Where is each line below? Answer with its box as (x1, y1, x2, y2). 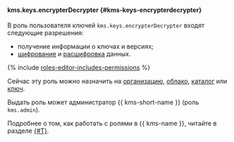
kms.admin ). (7, 105, 40, 114)
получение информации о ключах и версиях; (17, 42, 154, 51)
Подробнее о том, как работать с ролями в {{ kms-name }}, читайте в (7, 120, 217, 128)
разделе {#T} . (7, 127, 49, 135)
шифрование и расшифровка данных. (17, 50, 131, 58)
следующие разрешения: (7, 29, 84, 37)
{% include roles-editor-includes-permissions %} (7, 63, 151, 72)
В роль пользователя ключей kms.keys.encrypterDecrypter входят (7, 21, 205, 30)
